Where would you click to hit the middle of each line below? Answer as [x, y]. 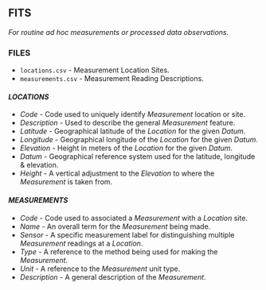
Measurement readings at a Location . [81, 243]
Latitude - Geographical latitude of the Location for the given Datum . [133, 131]
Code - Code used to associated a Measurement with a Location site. [134, 218]
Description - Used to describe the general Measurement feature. [127, 123]
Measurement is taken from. [66, 182]
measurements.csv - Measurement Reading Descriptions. [112, 79]
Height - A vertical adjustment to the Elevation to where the [117, 173]
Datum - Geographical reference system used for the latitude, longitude [137, 157]
